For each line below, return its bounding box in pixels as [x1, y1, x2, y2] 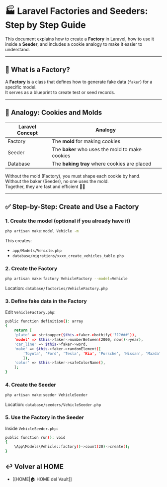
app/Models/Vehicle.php [12, 248, 62, 253]
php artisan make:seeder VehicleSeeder [5, 392, 88, 397]
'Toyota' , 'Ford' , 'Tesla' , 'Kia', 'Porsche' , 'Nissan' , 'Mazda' [23, 351, 162, 356]
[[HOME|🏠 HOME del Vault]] [12, 476, 72, 482]
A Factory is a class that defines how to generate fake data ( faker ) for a [5, 79, 153, 85]
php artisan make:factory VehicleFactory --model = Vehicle [5, 276, 128, 282]
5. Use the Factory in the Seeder [5, 414, 84, 421]
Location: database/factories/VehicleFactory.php [5, 286, 108, 292]
